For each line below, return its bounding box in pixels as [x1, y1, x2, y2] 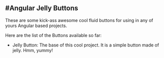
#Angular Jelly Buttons [5, 4, 78, 12]
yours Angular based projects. [5, 22, 67, 28]
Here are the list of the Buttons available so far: [5, 32, 102, 38]
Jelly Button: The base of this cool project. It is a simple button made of [12, 42, 160, 48]
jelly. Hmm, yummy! [12, 47, 53, 53]
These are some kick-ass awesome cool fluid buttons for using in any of [5, 17, 154, 23]
